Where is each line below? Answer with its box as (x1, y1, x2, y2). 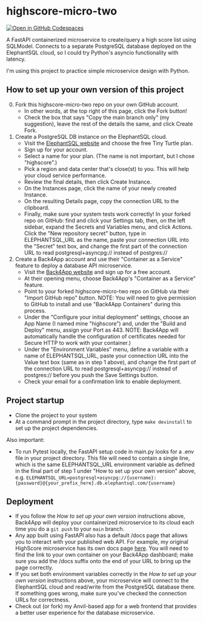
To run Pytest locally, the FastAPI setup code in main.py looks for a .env (15, 447, 195, 455)
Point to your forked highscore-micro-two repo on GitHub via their (24, 287, 190, 295)
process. (24, 307, 47, 314)
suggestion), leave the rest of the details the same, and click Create (24, 120, 193, 127)
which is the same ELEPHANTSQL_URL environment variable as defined (15, 461, 195, 468)
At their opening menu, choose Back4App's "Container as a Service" (24, 275, 196, 282)
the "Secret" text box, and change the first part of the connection (24, 242, 187, 250)
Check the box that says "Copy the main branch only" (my (24, 113, 170, 121)
